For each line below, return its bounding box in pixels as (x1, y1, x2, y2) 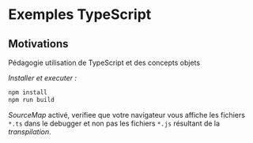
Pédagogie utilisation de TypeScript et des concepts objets (8, 58, 200, 67)
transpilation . (8, 126, 51, 136)
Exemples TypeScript (8, 6, 152, 24)
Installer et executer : (8, 73, 77, 82)
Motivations (8, 37, 69, 51)
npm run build (8, 96, 55, 103)
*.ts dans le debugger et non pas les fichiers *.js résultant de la (8, 119, 220, 128)
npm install (8, 88, 47, 96)
